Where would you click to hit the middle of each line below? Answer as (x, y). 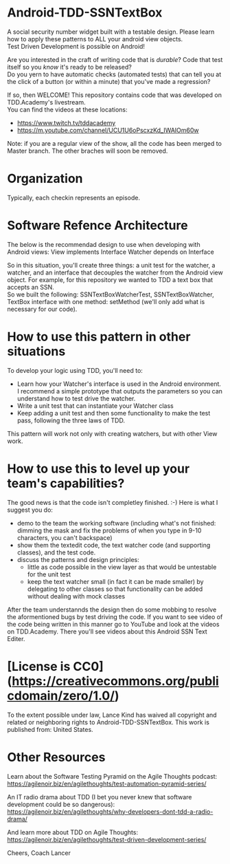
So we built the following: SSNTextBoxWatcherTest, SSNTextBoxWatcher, (111, 294)
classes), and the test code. (56, 552)
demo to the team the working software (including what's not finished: (116, 523)
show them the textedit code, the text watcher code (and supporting (114, 545)
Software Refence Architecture (97, 226)
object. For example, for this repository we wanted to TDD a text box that (110, 279)
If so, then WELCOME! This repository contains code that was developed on (114, 95)
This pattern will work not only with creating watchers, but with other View (112, 433)
